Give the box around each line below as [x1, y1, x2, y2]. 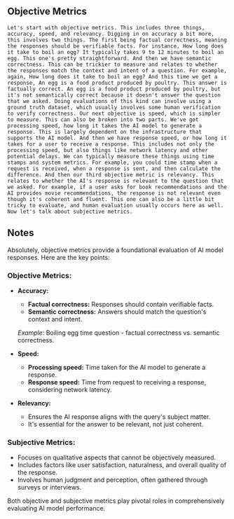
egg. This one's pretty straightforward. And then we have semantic [7, 55, 212, 62]
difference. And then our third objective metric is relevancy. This [7, 171, 215, 178]
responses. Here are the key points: [7, 253, 110, 261]
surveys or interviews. [17, 483, 82, 492]
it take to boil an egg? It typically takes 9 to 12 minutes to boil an [7, 48, 224, 55]
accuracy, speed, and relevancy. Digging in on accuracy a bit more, [7, 30, 215, 37]
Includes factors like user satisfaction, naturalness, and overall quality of [17, 461, 226, 469]
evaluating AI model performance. [7, 504, 106, 513]
